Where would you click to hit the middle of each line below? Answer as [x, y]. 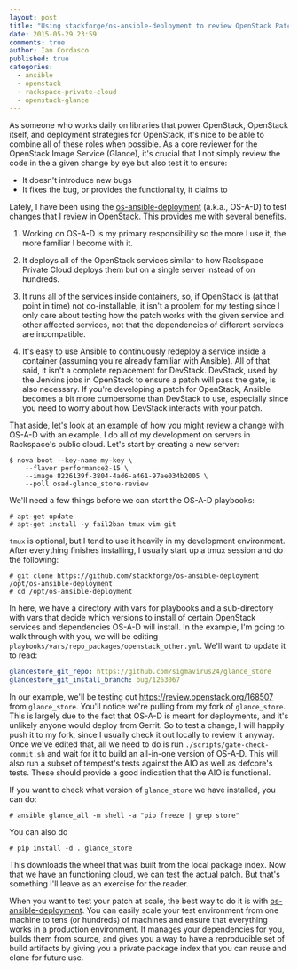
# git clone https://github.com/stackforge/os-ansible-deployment [134, 576]
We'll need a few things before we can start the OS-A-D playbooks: [132, 501]
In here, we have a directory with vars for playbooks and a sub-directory [141, 608]
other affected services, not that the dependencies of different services [153, 325]
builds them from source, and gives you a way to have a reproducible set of [147, 939]
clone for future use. [47, 958]
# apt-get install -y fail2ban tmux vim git [93, 525]
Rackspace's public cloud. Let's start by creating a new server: [124, 445]
